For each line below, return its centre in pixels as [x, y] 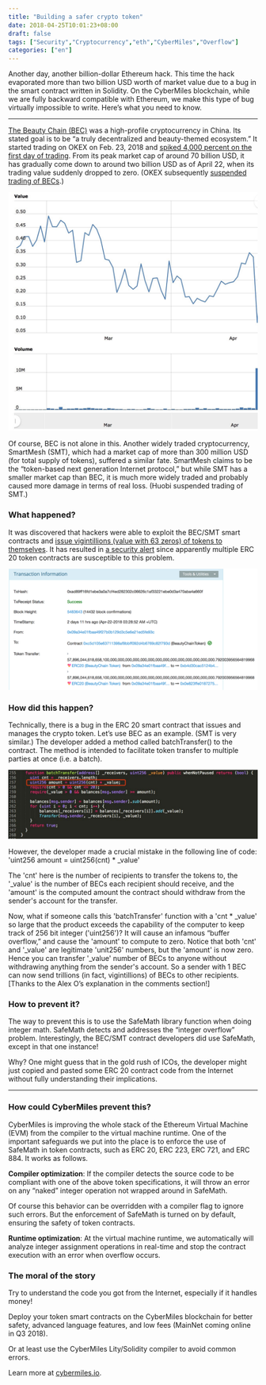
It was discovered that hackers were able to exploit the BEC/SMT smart [124, 532]
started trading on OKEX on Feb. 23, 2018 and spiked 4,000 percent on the [130, 148]
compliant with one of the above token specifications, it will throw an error [129, 1182]
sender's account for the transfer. [63, 901]
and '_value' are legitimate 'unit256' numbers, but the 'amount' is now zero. [131, 950]
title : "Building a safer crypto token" [76, 17]
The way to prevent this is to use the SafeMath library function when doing [130, 1021]
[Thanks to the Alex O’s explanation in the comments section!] [109, 984]
